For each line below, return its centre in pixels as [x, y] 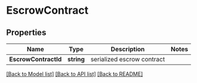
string [76, 59]
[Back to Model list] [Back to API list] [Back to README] [75, 74]
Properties [26, 33]
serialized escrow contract [128, 59]
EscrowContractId [36, 59]
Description [128, 49]
